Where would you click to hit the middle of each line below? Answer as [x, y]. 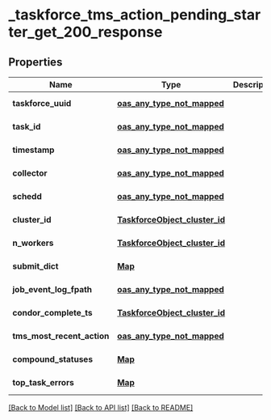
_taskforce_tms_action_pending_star [135, 15]
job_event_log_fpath [52, 289]
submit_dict [35, 266]
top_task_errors [43, 382]
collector [30, 173]
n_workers [33, 243]
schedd [27, 196]
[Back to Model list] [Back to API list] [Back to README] [101, 407]
